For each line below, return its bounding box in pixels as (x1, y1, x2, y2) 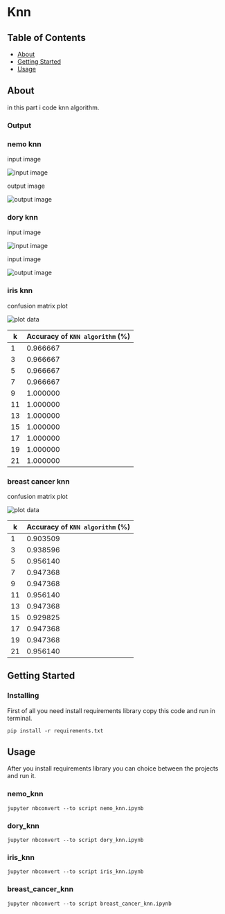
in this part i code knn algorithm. (7, 103, 100, 112)
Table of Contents (7, 32, 87, 44)
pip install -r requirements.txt (7, 727, 104, 735)
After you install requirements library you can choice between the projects (7, 764, 219, 773)
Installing (7, 691, 39, 701)
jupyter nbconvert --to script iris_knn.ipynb (7, 868, 144, 875)
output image (7, 182, 45, 191)
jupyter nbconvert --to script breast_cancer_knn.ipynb (7, 900, 172, 907)
